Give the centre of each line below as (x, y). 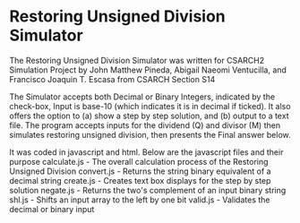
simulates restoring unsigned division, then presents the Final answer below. (150, 134)
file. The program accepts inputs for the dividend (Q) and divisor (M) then (145, 125)
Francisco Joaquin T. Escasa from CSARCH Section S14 (112, 79)
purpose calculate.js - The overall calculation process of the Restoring (139, 161)
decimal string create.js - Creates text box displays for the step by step (140, 180)
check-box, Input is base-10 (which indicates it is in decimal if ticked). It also (150, 106)
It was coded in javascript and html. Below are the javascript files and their (146, 152)
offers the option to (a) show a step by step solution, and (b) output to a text (149, 116)
